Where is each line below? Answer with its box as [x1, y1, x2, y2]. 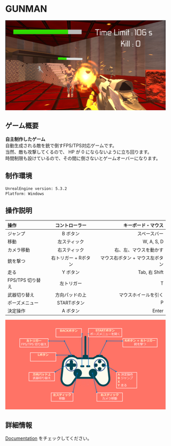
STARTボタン [56, 300, 85, 306]
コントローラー [55, 222, 87, 228]
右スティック [58, 246, 84, 253]
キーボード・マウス [123, 222, 164, 228]
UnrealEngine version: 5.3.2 [5, 186, 67, 191]
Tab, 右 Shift [138, 269, 164, 276]
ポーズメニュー [7, 300, 39, 306]
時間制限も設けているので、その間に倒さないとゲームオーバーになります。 [5, 155, 161, 161]
